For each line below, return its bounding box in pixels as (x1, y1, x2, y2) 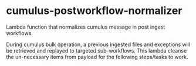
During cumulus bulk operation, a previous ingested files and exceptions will (6, 41, 191, 48)
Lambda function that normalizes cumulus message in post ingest (6, 23, 165, 30)
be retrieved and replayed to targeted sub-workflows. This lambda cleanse (6, 47, 187, 54)
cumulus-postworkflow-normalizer (6, 4, 183, 18)
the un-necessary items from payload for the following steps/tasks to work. (6, 53, 189, 60)
